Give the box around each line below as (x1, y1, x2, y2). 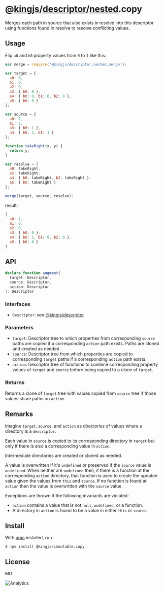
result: (5, 202, 18, 208)
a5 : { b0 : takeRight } (9, 180, 56, 185)
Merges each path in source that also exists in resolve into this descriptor (5, 20, 154, 26)
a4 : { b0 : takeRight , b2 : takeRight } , (9, 175, 92, 180)
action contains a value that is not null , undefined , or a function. (12, 502, 144, 508)
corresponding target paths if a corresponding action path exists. (12, 356, 147, 362)
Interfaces (5, 301, 31, 308)
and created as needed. (12, 346, 61, 352)
